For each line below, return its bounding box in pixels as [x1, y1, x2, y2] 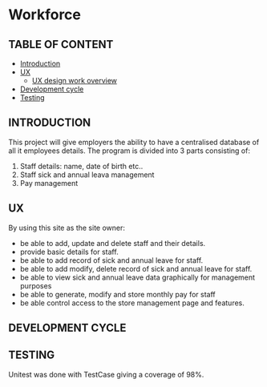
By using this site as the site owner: [8, 223, 126, 232]
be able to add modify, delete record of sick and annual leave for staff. [19, 264, 253, 273]
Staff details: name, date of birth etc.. [19, 161, 144, 171]
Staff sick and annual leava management [19, 170, 155, 179]
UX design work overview [31, 76, 118, 85]
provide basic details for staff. [19, 247, 119, 256]
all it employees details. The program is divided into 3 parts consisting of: [8, 146, 251, 155]
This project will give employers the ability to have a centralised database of [8, 137, 260, 147]
